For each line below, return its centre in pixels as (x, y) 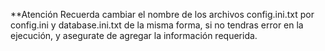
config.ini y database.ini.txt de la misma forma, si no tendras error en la (157, 25)
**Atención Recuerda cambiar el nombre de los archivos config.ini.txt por (162, 14)
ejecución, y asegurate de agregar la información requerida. (134, 35)
